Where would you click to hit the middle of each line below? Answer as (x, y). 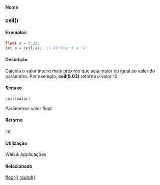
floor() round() (20, 177)
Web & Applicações (26, 154)
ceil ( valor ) (18, 99)
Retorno (14, 120)
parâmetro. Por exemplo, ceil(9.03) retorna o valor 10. (62, 76)
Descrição (17, 60)
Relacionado (19, 166)
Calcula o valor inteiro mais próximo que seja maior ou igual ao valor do (80, 71)
